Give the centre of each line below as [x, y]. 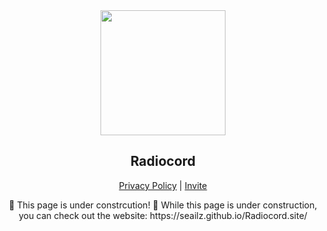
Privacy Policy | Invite [163, 185]
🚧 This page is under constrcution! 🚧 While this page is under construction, [163, 205]
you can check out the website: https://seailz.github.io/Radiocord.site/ [163, 215]
